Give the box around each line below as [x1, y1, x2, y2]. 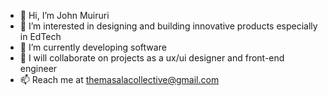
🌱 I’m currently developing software [19, 41, 167, 53]
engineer [19, 63, 58, 74]
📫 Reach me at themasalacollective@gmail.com [19, 74, 220, 85]
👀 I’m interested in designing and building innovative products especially [19, 20, 318, 32]
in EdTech [19, 31, 62, 42]
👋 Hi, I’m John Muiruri [19, 10, 110, 21]
